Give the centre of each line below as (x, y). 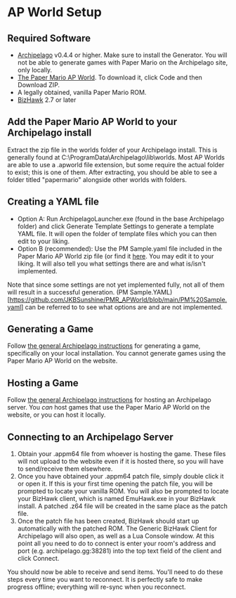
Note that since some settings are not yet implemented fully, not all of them (116, 285)
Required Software (49, 38)
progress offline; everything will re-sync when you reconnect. (97, 587)
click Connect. (38, 559)
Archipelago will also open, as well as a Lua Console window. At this (116, 536)
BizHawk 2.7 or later (47, 100)
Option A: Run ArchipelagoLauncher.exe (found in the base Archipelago (121, 219)
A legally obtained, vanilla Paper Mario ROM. (82, 92)
